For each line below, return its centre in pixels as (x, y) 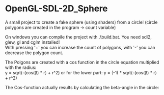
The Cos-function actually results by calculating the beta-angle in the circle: (82, 87)
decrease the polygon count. (34, 53)
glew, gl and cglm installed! (33, 42)
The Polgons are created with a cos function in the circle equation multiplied (82, 62)
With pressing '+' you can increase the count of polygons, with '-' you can (80, 47)
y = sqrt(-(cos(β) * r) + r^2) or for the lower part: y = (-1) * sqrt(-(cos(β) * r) (81, 72)
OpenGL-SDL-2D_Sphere (56, 9)
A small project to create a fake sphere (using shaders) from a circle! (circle (82, 22)
